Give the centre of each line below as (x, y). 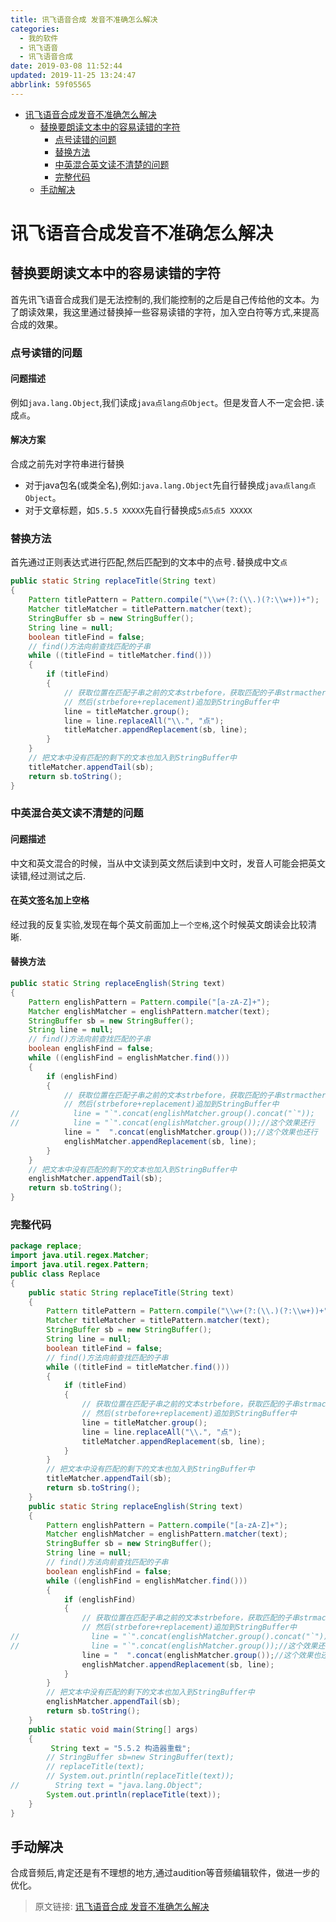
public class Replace (55, 1274)
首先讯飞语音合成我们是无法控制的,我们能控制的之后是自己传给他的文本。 (161, 299)
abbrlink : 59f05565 (51, 85)
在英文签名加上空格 (50, 900)
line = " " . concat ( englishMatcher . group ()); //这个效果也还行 (190, 1132)
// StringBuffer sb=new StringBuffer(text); (140, 1757)
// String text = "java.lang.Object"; (106, 1786)
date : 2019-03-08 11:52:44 (66, 66)
